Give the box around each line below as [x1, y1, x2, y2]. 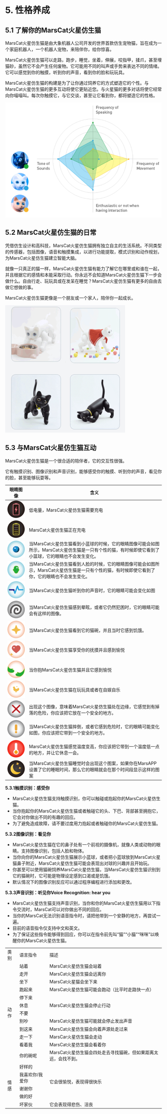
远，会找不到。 [49, 1056, 81, 1062]
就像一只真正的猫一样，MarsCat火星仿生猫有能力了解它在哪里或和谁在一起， [5, 265, 162, 272]
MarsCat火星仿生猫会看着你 [49, 1042, 106, 1048]
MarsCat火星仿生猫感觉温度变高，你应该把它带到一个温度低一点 [29, 743, 160, 749]
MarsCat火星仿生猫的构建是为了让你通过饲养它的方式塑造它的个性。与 [5, 80, 149, 86]
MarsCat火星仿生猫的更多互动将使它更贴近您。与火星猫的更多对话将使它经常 [5, 86, 162, 92]
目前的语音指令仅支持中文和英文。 [12, 925, 83, 931]
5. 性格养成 [5, 4, 50, 16]
